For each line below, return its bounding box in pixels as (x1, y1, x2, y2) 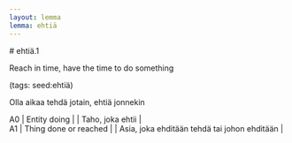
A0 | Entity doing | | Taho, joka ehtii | (9, 114, 142, 124)
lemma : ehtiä (9, 21, 58, 30)
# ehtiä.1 (9, 45, 40, 56)
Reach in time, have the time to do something (9, 63, 174, 73)
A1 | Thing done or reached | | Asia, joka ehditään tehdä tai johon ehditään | (9, 123, 284, 133)
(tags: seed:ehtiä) (9, 79, 73, 90)
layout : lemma (9, 12, 62, 22)
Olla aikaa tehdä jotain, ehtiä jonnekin (9, 96, 146, 107)
